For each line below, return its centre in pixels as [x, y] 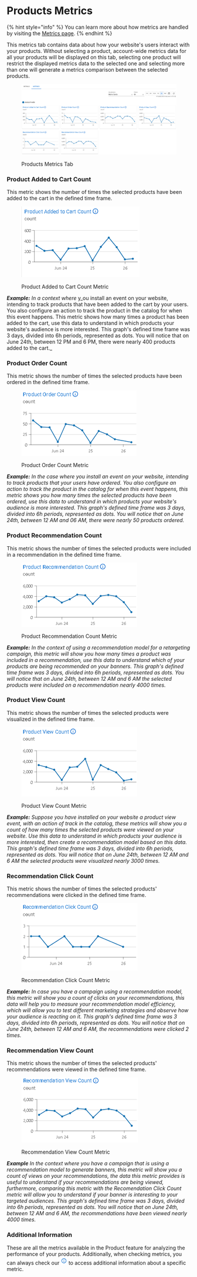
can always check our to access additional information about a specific [96, 1263]
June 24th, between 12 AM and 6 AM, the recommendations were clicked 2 [98, 1029]
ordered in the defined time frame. [48, 382]
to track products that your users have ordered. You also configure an [91, 483]
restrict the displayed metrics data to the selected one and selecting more [96, 63]
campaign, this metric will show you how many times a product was [89, 654]
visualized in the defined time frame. [51, 719]
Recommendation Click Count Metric [66, 980]
